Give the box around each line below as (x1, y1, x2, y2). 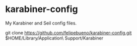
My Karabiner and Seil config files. (5, 20, 77, 26)
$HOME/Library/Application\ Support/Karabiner (5, 35, 103, 41)
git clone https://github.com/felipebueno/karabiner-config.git (5, 29, 132, 35)
